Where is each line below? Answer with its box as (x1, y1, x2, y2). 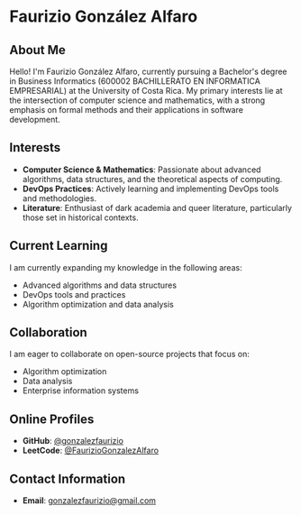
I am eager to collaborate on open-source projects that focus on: (9, 349, 251, 360)
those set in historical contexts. (22, 212, 139, 223)
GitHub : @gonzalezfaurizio (22, 436, 124, 446)
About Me (9, 42, 66, 58)
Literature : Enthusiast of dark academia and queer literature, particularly (22, 202, 293, 213)
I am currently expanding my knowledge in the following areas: (9, 262, 242, 272)
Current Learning (9, 238, 108, 253)
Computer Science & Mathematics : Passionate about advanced (22, 164, 261, 175)
